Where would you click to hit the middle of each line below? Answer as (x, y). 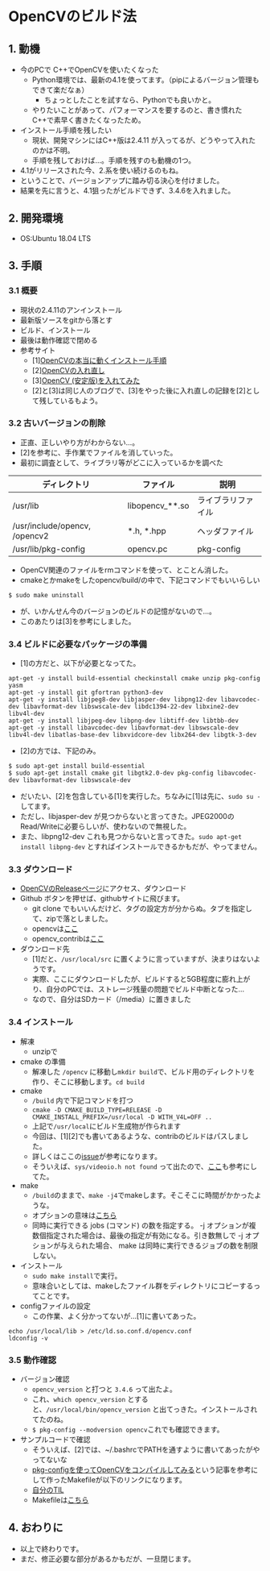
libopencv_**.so (158, 505)
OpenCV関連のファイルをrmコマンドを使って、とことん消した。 (126, 570)
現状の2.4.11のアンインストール (71, 310)
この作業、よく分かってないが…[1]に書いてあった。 (116, 1315)
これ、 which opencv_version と (83, 1399)
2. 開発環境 (36, 218)
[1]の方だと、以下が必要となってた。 (80, 663)
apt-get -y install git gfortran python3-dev (86, 693)
